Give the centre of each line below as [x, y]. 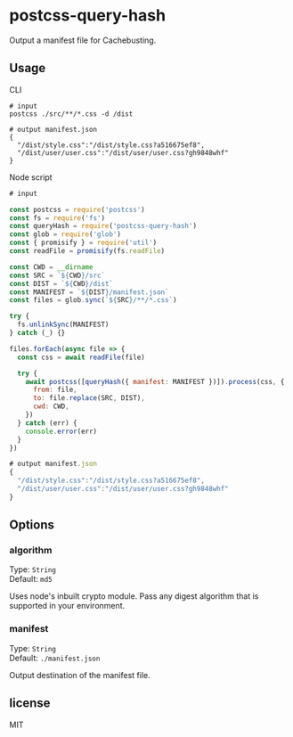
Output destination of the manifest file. [80, 675]
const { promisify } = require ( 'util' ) [83, 243]
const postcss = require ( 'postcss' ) [77, 209]
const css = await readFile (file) [81, 357]
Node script [31, 177]
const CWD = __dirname [51, 267]
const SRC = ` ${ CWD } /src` [57, 275]
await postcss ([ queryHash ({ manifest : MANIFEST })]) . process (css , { [155, 381]
